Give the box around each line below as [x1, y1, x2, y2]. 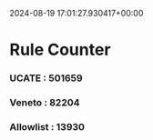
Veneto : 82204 [9, 96, 80, 109]
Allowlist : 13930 [9, 120, 85, 133]
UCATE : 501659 [9, 72, 84, 85]
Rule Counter [9, 40, 111, 60]
